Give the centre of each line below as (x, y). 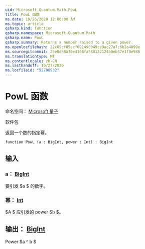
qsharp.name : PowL (24, 38)
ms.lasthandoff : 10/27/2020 (35, 65)
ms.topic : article (24, 24)
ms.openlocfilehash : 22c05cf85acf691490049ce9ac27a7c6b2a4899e (73, 47)
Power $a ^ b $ (21, 241)
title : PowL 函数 (23, 14)
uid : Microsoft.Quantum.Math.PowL (41, 10)
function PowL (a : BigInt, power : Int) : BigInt (59, 142)
